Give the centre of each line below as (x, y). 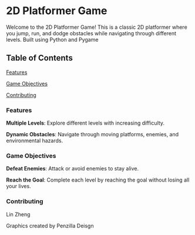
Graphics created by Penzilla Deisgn (50, 226)
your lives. (19, 186)
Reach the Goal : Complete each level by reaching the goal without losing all (98, 180)
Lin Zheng (18, 214)
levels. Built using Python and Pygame (52, 39)
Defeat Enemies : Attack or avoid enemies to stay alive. (73, 169)
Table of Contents (40, 58)
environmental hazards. (35, 141)
